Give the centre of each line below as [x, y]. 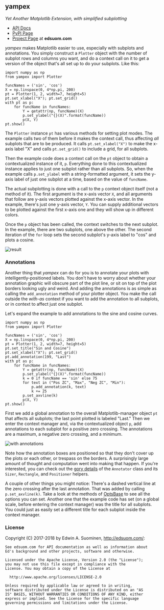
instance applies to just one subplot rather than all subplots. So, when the [79, 169]
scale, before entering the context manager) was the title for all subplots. [79, 504]
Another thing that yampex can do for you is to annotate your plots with [77, 273]
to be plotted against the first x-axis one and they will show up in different [79, 210]
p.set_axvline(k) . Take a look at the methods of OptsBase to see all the [78, 494]
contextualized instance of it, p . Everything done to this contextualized [76, 163]
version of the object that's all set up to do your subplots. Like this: [72, 63]
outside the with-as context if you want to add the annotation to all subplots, [82, 299]
